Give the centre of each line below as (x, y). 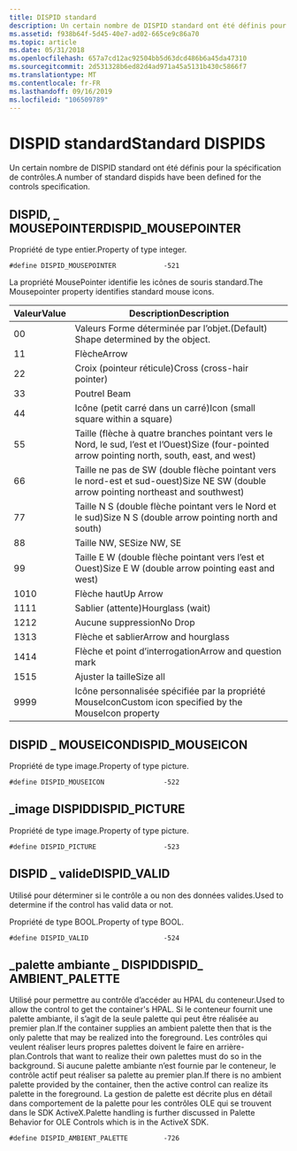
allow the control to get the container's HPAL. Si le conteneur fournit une (141, 1009)
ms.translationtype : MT (53, 75)
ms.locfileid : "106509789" (59, 100)
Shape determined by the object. (142, 340)
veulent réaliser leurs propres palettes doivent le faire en (112, 1047)
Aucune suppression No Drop (135, 623)
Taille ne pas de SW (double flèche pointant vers (175, 470)
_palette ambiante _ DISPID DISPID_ (106, 965)
